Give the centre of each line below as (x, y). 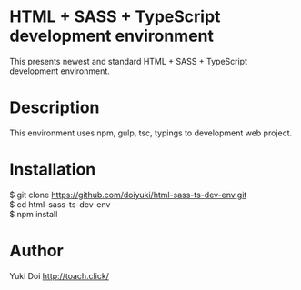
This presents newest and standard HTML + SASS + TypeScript (129, 61)
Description (55, 108)
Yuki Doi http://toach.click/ (59, 275)
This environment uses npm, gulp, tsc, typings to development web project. (151, 133)
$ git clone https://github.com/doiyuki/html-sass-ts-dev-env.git (128, 195)
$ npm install (34, 214)
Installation (53, 170)
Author (36, 251)
